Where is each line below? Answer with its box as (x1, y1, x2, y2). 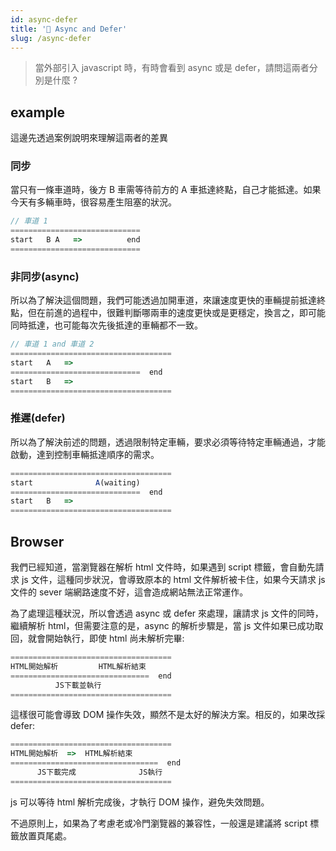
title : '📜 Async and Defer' (10, 24, 128, 34)
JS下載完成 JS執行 (36, 767, 163, 778)
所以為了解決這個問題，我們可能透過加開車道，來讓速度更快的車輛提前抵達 (10, 294, 317, 306)
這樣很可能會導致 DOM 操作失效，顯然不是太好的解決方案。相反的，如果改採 (10, 709, 326, 721)
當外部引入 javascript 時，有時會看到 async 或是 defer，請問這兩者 (34, 62, 310, 74)
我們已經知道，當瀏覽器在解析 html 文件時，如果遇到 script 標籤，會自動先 (10, 561, 316, 573)
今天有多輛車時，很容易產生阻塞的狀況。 (10, 196, 177, 208)
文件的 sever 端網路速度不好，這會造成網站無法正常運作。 (10, 586, 249, 598)
